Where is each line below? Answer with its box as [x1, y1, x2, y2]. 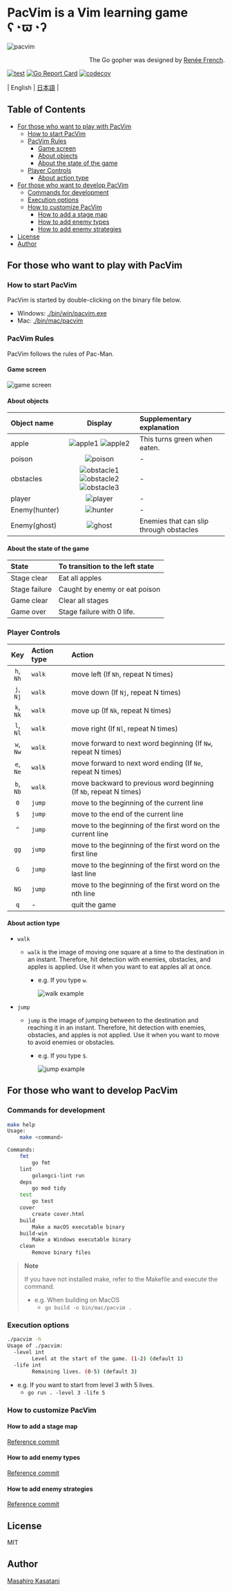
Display [86, 418, 113, 428]
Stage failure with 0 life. [58, 607, 135, 617]
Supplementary [139, 414, 192, 424]
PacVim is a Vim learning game [7, 5, 188, 21]
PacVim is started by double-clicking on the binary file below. [7, 296, 182, 305]
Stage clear [10, 573, 48, 583]
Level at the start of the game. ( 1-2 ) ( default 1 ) [32, 1355, 184, 1362]
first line [71, 849, 98, 858]
